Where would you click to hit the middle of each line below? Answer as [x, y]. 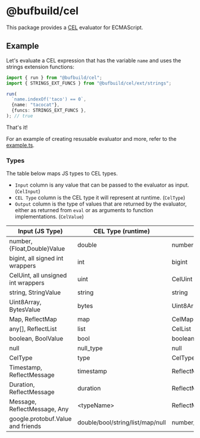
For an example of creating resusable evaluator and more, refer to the [91, 138]
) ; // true [20, 116]
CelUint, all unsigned [38, 276]
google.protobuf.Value [40, 419]
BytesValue [25, 310]
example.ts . [20, 145]
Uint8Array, [25, 302]
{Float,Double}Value [37, 249]
